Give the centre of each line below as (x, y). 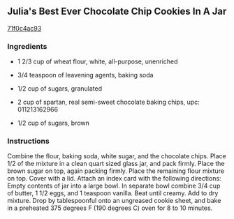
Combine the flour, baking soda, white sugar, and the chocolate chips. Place (117, 156)
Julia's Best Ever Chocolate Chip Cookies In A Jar (117, 12)
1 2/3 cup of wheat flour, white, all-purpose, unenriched (97, 61)
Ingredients (27, 46)
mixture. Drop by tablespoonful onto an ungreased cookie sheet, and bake (114, 201)
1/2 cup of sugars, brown (53, 123)
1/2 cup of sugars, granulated (60, 89)
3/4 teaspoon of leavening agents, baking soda (85, 75)
